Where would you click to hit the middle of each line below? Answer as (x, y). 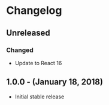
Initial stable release (40, 97)
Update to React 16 (38, 63)
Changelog (34, 11)
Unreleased (28, 33)
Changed (20, 50)
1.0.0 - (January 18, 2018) (55, 82)
